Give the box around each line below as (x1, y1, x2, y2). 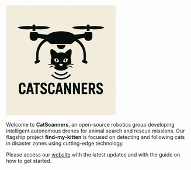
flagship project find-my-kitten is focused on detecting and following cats (6, 134, 185, 140)
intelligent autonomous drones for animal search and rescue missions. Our (6, 127, 185, 134)
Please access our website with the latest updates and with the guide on (6, 151, 180, 158)
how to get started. (6, 158, 52, 164)
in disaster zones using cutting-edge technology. (6, 140, 124, 147)
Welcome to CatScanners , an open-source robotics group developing (6, 121, 175, 128)
